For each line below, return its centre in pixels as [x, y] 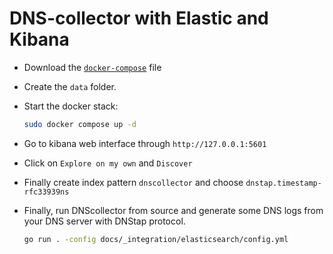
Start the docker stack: [71, 106]
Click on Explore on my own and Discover [108, 163]
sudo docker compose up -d [80, 124]
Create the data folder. [70, 86]
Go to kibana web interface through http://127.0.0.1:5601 [145, 143]
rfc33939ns [46, 192]
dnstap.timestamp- [283, 183]
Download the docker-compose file [92, 67]
